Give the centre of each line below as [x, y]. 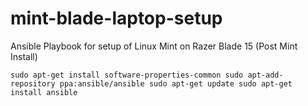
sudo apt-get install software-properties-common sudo [127, 75]
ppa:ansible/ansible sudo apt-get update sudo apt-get [176, 83]
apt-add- [265, 75]
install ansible [44, 92]
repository [33, 83]
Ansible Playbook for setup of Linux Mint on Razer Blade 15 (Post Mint [154, 46]
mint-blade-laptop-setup [116, 18]
